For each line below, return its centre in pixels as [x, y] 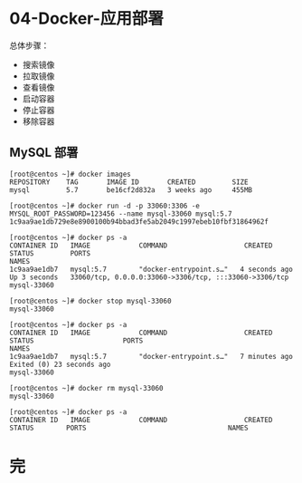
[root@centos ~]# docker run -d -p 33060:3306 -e [105, 206]
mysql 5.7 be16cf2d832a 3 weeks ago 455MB [131, 190]
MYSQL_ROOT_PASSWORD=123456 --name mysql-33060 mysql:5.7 [121, 214]
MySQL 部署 [44, 153]
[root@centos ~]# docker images [70, 174]
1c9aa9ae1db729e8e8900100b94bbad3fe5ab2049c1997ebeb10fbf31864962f [139, 222]
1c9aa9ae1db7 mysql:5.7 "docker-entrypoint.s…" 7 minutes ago [151, 356]
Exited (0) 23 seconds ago [60, 364]
